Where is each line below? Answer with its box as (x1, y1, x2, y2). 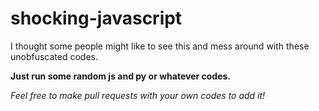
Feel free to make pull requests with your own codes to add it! (10, 89, 266, 101)
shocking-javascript (10, 7, 183, 30)
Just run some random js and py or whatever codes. (10, 70, 232, 82)
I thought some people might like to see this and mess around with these (10, 40, 310, 52)
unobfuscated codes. (10, 50, 99, 62)
